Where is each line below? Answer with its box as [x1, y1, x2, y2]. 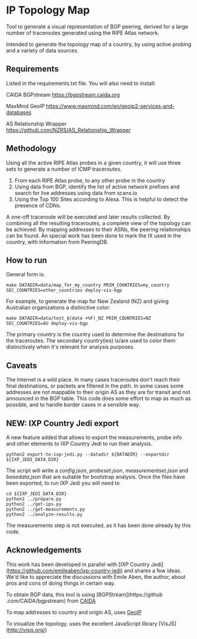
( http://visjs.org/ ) [6, 626, 47, 633]
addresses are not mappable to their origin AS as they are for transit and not [6, 389, 191, 396]
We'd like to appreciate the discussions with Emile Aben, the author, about [6, 573, 186, 580]
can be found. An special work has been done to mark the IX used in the [6, 232, 181, 239]
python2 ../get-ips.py [6, 501, 62, 507]
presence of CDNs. [14, 201, 62, 209]
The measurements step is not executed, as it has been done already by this [6, 522, 191, 529]
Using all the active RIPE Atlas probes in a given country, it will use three [6, 159, 181, 166]
